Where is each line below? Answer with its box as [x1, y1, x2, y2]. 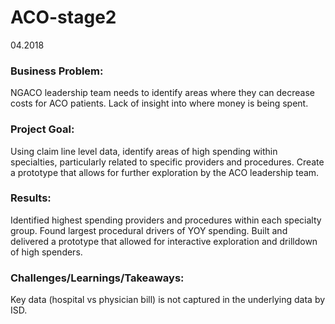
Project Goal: [10, 122, 75, 136]
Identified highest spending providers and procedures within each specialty [10, 214, 322, 226]
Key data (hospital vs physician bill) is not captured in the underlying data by [10, 294, 326, 306]
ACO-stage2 [10, 6, 117, 29]
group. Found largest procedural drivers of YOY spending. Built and [10, 224, 288, 236]
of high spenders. [10, 246, 83, 258]
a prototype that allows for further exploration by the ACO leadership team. [10, 166, 320, 178]
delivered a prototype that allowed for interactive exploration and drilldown [10, 235, 318, 247]
